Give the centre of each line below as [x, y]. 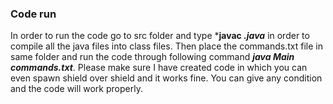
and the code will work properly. [76, 89]
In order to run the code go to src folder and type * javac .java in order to [160, 36]
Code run [33, 14]
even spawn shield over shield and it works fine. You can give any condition [166, 78]
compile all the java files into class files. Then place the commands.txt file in [166, 46]
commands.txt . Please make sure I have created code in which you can [159, 68]
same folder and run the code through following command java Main [152, 57]
